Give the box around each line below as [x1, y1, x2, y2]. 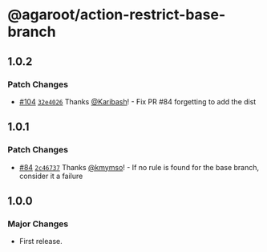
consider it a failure [18, 171, 83, 181]
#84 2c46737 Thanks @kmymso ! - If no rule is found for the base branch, [18, 162, 260, 172]
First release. [18, 237, 63, 246]
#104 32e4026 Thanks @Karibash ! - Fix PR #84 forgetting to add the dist [18, 96, 257, 106]
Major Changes [7, 218, 69, 230]
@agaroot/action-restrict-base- [7, 6, 226, 24]
